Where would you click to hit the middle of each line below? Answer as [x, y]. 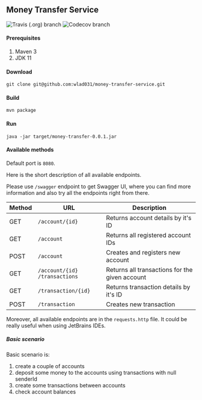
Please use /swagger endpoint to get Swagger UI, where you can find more [99, 186]
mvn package [21, 111]
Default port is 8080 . [31, 163]
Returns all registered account [148, 235]
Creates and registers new [143, 252]
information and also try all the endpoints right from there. [78, 192]
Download [19, 72]
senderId [26, 379]
